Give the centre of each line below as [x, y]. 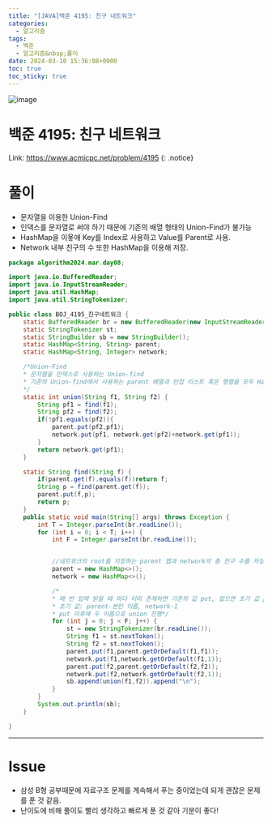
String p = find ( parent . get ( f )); [94, 487]
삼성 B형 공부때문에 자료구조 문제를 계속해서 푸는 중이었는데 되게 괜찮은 [132, 790]
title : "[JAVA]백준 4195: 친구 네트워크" [72, 16]
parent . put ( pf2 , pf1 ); [88, 427]
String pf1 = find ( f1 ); [77, 405]
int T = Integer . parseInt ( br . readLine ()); [110, 525]
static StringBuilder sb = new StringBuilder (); [106, 337]
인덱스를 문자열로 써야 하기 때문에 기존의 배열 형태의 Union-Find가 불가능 [136, 227]
